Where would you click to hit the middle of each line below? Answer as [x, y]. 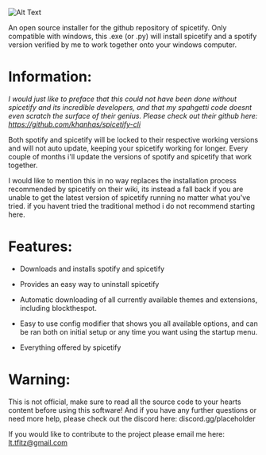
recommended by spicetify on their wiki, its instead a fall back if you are [126, 189]
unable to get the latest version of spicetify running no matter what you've [129, 197]
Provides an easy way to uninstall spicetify [89, 284]
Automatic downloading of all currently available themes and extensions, [139, 300]
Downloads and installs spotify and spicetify [92, 269]
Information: [50, 77]
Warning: [39, 380]
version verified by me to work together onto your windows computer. [123, 45]
